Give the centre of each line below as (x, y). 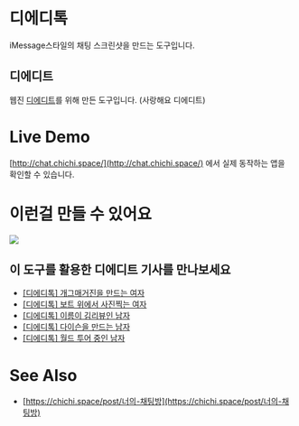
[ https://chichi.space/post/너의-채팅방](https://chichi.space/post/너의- (152, 402)
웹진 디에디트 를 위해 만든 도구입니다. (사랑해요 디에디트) (107, 99)
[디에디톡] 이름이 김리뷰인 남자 (76, 316)
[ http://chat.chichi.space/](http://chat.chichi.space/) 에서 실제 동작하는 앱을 (147, 162)
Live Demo (50, 137)
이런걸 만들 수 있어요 (80, 214)
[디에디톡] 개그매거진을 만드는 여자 (84, 293)
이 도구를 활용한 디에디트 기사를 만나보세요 (120, 270)
